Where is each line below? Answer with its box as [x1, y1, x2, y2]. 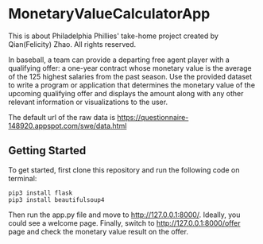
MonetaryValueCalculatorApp [8, 5, 211, 23]
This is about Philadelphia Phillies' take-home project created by [8, 31, 219, 41]
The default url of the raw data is [8, 112, 116, 122]
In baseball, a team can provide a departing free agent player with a [8, 55, 230, 64]
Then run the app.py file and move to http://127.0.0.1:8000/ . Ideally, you [8, 210, 241, 219]
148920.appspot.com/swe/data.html [8, 121, 127, 130]
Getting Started [8, 144, 87, 157]
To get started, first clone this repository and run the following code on [8, 165, 240, 175]
